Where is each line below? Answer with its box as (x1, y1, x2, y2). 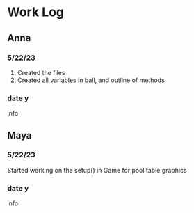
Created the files (17, 68, 65, 77)
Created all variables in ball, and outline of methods (17, 76, 165, 84)
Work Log (7, 4, 65, 20)
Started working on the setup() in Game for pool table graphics (7, 166, 187, 174)
